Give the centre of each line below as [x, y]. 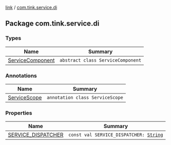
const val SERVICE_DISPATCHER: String [116, 135]
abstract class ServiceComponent [101, 60]
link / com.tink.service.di [31, 7]
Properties [19, 113]
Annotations [21, 76]
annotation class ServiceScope [85, 97]
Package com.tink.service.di [52, 23]
